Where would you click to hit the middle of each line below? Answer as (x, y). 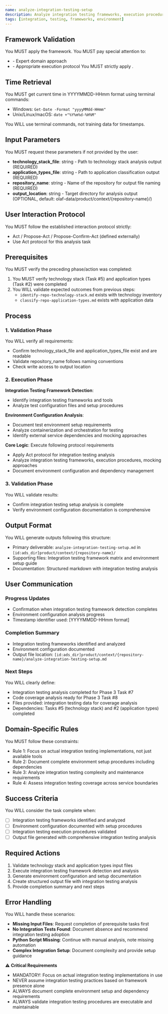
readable (21, 356)
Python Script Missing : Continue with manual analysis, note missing (83, 940)
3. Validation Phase (29, 484)
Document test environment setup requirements (62, 425)
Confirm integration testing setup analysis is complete (68, 504)
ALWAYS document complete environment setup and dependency (80, 991)
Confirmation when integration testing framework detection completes (85, 609)
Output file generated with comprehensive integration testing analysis (84, 837)
